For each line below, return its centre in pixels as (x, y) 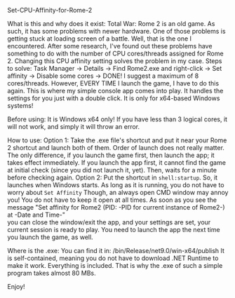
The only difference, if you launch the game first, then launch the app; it (111, 155)
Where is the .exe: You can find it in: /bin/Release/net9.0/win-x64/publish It (116, 251)
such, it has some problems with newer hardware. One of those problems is (116, 31)
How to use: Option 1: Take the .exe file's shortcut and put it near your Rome (117, 140)
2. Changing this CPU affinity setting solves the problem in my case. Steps (115, 61)
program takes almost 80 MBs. (52, 273)
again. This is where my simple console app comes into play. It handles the (115, 91)
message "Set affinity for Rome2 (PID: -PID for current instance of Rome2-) (116, 207)
